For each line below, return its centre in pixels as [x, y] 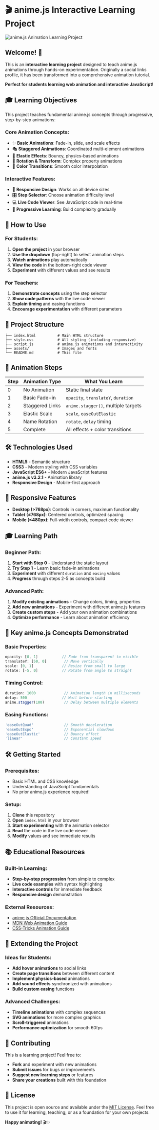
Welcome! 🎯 [24, 53]
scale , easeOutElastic [91, 413]
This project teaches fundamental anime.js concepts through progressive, [79, 114]
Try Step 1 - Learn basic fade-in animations [56, 568]
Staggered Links [42, 405]
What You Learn [104, 381]
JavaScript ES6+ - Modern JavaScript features [60, 472]
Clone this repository [33, 815]
